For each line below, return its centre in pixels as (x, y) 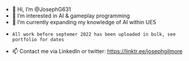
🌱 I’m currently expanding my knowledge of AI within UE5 (84, 22)
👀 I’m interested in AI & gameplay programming (71, 16)
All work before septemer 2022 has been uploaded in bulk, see (94, 34)
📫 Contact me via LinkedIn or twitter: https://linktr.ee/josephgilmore (97, 51)
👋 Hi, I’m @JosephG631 (41, 9)
